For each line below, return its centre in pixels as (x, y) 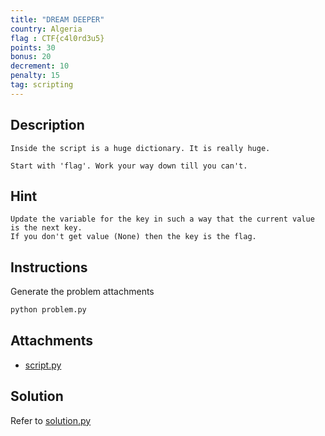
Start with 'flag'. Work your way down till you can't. (129, 166)
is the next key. (46, 228)
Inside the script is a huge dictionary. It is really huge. (140, 148)
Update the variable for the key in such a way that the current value (162, 219)
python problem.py (48, 310)
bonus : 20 (31, 57)
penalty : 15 (35, 76)
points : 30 (33, 47)
